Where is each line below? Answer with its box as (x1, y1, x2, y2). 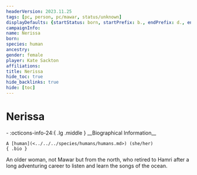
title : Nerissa (6, 68, 43, 74)
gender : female (6, 52, 43, 58)
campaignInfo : (6, 25, 41, 31)
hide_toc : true (6, 74, 43, 80)
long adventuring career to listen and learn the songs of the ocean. (6, 162, 168, 169)
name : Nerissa (6, 30, 41, 36)
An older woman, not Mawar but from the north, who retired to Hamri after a (6, 156, 189, 163)
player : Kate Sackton (6, 57, 59, 63)
